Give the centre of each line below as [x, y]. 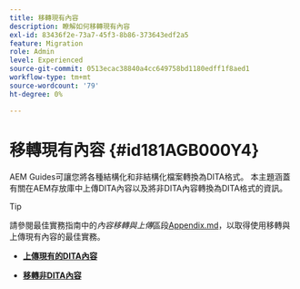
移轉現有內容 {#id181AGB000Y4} [135, 150]
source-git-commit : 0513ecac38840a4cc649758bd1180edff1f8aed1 [130, 69]
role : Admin [32, 52]
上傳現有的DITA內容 [60, 256]
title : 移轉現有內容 [44, 18]
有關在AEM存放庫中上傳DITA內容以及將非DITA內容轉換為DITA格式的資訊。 [149, 189]
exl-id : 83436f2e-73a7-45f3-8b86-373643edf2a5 [99, 35]
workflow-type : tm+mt [50, 77]
